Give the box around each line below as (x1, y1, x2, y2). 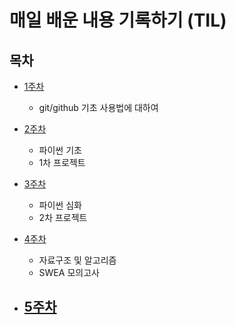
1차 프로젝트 (38, 157, 86, 168)
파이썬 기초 (38, 144, 82, 156)
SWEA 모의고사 (38, 267, 100, 278)
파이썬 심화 (38, 199, 82, 211)
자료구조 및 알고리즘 (38, 254, 117, 266)
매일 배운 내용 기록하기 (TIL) (9, 9, 227, 32)
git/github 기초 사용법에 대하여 (38, 102, 159, 113)
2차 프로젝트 (38, 212, 88, 223)
